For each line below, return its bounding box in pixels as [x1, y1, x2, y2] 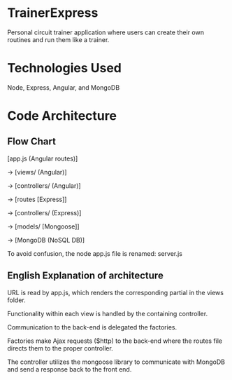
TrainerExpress [7, 5, 99, 21]
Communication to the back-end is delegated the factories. [7, 323, 177, 331]
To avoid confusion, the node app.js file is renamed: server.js [7, 249, 183, 257]
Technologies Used [7, 60, 122, 76]
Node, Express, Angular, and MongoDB [7, 83, 120, 92]
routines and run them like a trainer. [7, 35, 110, 43]
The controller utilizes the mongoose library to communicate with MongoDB [7, 358, 226, 366]
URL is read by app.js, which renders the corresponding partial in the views [7, 288, 224, 297]
